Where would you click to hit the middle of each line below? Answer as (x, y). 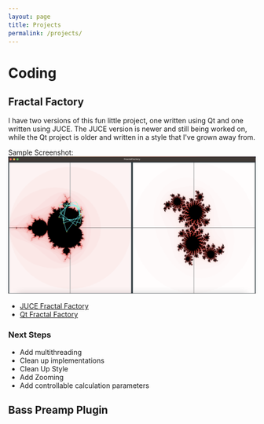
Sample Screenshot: (41, 152)
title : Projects (35, 25)
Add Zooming (42, 377)
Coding (33, 73)
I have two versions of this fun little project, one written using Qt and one (126, 121)
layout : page (29, 16)
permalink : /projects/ (45, 33)
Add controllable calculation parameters (84, 386)
